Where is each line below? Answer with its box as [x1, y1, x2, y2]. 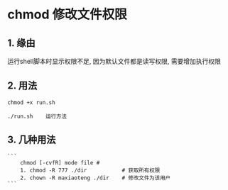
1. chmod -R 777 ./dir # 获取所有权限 [20, 167, 161, 174]
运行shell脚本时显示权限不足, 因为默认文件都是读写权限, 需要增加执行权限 [7, 57, 222, 65]
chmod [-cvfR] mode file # [20, 159, 100, 167]
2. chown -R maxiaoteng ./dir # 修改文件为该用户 [20, 174, 171, 181]
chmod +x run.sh [7, 99, 55, 106]
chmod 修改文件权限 [7, 6, 127, 23]
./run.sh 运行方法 [7, 113, 67, 120]
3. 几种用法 [7, 134, 56, 146]
